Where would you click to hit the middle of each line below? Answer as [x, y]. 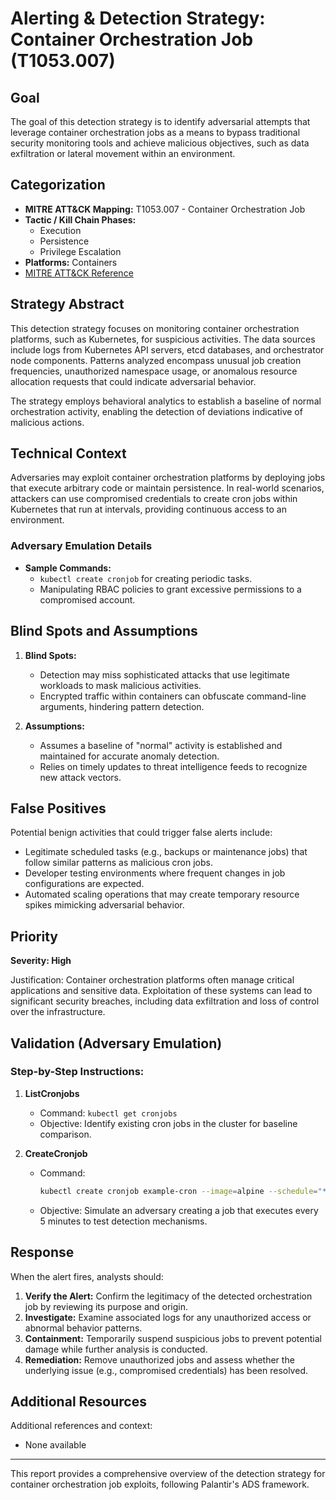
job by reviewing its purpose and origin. [106, 1306]
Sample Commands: [68, 568]
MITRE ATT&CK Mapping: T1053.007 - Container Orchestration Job [165, 209]
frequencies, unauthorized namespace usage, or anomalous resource [154, 371]
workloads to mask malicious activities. [120, 685]
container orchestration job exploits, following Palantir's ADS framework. [160, 1484]
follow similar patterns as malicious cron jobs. [118, 863]
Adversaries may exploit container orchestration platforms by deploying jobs [168, 478]
